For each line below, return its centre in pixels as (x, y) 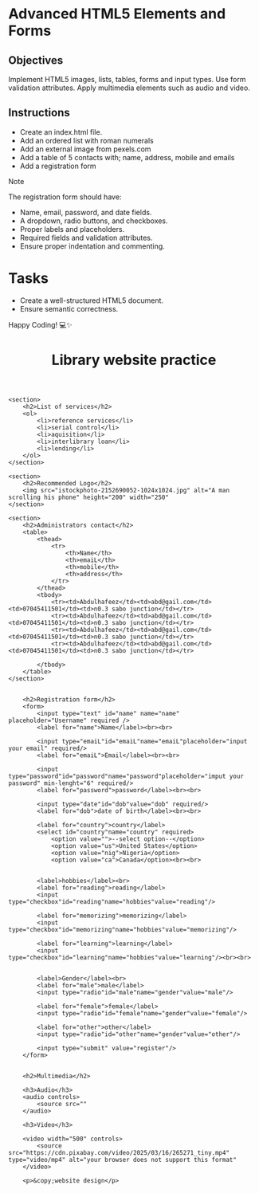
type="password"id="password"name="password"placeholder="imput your (126, 776)
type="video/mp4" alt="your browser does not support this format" (123, 1160)
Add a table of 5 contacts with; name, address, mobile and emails (127, 157)
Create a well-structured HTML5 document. (92, 300)
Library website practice (134, 360)
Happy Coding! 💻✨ (41, 324)
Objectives (36, 60)
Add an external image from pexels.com (85, 149)
